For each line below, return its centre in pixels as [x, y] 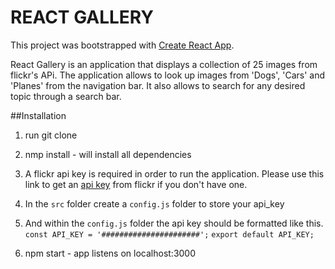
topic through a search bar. [66, 96]
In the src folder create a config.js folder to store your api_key [154, 203]
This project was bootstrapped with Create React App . [122, 45]
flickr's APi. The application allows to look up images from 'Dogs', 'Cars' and [167, 75]
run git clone [51, 135]
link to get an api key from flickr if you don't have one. [136, 184]
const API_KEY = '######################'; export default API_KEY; [169, 234]
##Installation [38, 115]
